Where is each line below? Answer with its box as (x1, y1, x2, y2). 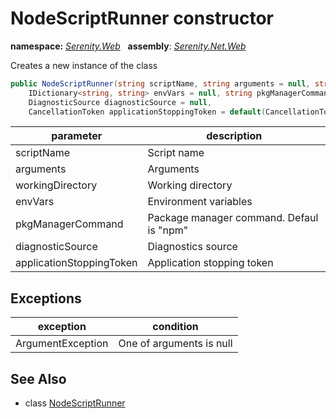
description (206, 129, 263, 143)
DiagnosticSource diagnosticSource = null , (28, 97, 213, 107)
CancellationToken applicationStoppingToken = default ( (28, 107, 267, 117)
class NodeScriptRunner (24, 397, 126, 409)
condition (152, 320, 199, 334)
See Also (10, 370, 67, 387)
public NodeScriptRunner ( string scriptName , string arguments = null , (10, 78, 311, 89)
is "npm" (147, 223, 189, 237)
